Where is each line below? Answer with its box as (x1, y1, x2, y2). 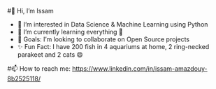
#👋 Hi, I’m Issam (7, 7, 54, 15)
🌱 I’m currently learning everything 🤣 (17, 28, 124, 36)
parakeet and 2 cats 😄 (17, 50, 84, 59)
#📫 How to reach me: (7, 64, 71, 73)
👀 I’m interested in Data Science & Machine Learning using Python (17, 20, 208, 28)
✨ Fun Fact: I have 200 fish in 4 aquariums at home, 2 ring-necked (17, 43, 210, 50)
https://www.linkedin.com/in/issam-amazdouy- (72, 64, 208, 73)
